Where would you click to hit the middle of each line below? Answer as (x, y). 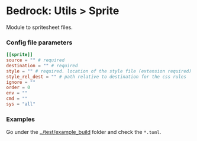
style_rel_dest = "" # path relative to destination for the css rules (96, 77)
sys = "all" (21, 104)
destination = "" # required (42, 65)
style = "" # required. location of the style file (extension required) (99, 71)
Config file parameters (39, 42)
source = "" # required (35, 60)
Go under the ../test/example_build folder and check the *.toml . (84, 132)
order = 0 (18, 88)
